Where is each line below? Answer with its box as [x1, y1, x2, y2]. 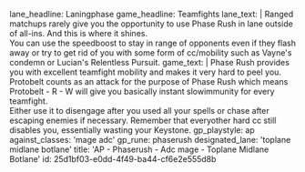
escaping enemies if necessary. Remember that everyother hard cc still [9, 115, 277, 126]
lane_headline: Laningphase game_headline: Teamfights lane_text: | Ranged [9, 9, 294, 19]
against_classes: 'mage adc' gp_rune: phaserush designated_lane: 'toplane [9, 135, 291, 145]
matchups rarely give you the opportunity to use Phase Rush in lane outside [9, 18, 293, 29]
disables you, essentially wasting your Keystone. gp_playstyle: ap [9, 125, 255, 136]
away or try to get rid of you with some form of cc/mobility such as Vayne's [9, 47, 292, 58]
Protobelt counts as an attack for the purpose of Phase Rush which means [9, 76, 289, 86]
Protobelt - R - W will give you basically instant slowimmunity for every [9, 86, 275, 96]
